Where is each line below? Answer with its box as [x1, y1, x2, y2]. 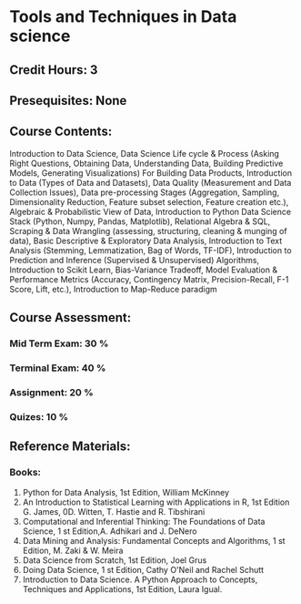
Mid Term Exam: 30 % [9, 337, 109, 350]
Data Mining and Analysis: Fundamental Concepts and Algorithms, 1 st [22, 535, 286, 546]
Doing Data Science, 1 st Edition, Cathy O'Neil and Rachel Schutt [22, 564, 265, 575]
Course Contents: [9, 124, 113, 139]
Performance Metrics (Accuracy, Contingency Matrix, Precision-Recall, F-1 [9, 273, 289, 284]
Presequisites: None [9, 93, 127, 108]
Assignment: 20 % [9, 385, 94, 398]
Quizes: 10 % [9, 410, 69, 423]
